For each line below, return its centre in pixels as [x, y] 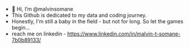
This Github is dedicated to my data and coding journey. [79, 15]
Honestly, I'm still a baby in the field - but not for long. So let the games [97, 21]
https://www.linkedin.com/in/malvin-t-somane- [124, 34]
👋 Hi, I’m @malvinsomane [42, 9]
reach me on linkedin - [39, 34]
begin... [21, 27]
